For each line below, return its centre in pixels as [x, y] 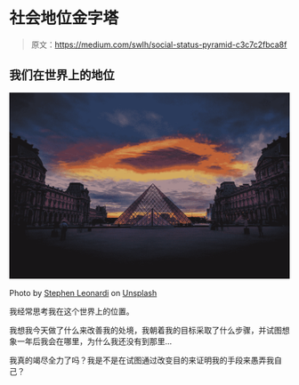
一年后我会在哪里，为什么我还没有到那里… [94, 341]
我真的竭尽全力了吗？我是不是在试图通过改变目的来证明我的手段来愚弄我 [141, 360]
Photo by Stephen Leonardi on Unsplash [83, 293]
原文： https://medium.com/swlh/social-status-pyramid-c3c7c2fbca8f [159, 44]
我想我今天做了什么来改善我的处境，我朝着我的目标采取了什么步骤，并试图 [145, 330]
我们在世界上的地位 [62, 75]
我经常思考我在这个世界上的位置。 [72, 311]
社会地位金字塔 [64, 18]
